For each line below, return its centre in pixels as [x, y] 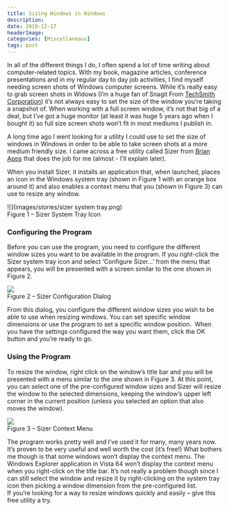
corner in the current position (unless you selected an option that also [106, 401]
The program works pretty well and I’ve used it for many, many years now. [112, 442]
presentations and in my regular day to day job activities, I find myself [105, 79]
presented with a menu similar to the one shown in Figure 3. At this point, [110, 379]
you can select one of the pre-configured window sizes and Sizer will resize [114, 386]
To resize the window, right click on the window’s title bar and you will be [110, 372]
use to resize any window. [44, 194]
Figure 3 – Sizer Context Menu [50, 428]
